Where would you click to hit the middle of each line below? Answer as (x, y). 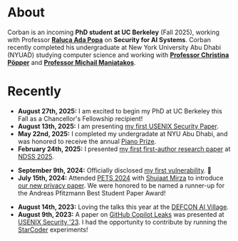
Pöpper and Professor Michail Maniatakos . (72, 62)
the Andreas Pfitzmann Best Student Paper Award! (92, 193)
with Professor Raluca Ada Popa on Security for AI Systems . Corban (109, 39)
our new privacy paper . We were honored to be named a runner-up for (121, 185)
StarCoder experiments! (53, 230)
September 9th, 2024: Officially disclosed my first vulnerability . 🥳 (114, 170)
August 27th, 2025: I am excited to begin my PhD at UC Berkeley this (120, 111)
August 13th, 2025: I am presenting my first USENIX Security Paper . (118, 126)
